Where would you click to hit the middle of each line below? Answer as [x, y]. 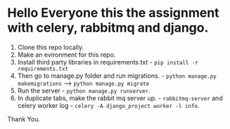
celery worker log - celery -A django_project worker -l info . [108, 105]
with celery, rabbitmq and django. [108, 28]
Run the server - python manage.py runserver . [84, 90]
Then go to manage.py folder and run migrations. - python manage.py [117, 76]
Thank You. [24, 119]
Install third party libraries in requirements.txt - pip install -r [108, 62]
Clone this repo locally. [51, 47]
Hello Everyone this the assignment [113, 13]
